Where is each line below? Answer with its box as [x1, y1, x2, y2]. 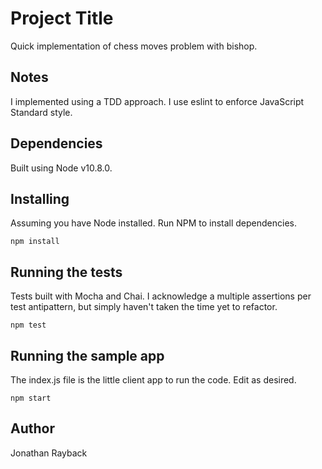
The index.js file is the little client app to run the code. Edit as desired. [10, 374, 297, 386]
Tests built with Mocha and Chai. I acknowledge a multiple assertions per [10, 290, 312, 302]
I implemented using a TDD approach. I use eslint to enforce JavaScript [10, 95, 305, 107]
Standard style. [10, 106, 73, 118]
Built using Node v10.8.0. [10, 162, 113, 174]
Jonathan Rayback [10, 447, 88, 459]
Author [10, 420, 55, 437]
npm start [10, 393, 52, 403]
